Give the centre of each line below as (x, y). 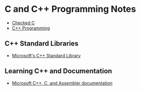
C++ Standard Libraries (42, 44)
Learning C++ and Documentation (58, 71)
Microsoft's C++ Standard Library (46, 55)
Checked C (23, 23)
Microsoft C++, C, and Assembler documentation (62, 83)
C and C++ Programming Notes (70, 9)
